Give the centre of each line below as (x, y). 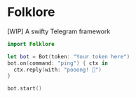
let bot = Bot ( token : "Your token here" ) (69, 56)
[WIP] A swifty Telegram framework (59, 31)
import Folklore (31, 44)
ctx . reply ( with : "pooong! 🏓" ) (57, 70)
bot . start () (25, 89)
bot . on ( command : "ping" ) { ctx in (58, 63)
